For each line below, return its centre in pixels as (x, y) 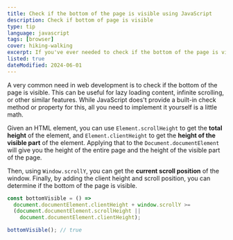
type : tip (21, 26)
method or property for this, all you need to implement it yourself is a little (112, 107)
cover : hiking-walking (40, 46)
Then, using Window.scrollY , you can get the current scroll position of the (113, 171)
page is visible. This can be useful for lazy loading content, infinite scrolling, (115, 92)
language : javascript (38, 33)
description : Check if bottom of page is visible (80, 20)
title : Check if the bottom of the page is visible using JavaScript (110, 14)
